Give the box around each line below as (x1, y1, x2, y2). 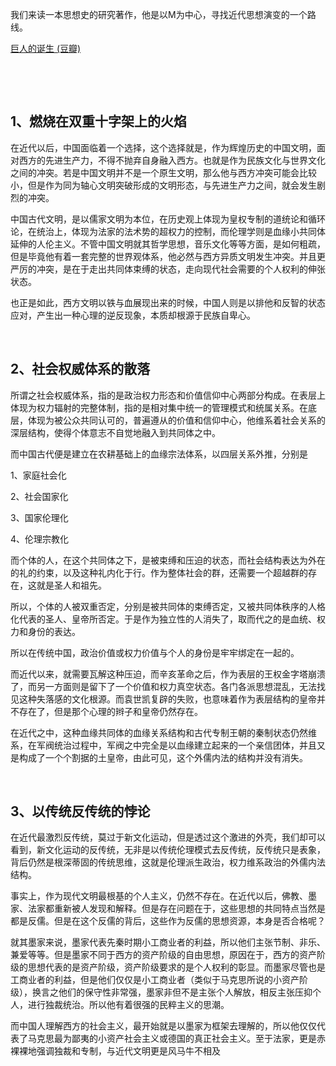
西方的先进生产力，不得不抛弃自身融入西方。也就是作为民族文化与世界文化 (18, 154, 326, 166)
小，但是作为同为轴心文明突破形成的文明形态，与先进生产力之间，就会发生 (10, 179, 317, 191)
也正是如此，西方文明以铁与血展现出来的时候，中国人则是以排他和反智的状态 (10, 296, 326, 308)
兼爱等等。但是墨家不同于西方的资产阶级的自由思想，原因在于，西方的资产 (10, 949, 317, 961)
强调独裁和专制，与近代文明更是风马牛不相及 (36, 1045, 221, 1057)
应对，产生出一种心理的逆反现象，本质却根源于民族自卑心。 (10, 309, 256, 321)
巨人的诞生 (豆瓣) (10, 43, 82, 54)
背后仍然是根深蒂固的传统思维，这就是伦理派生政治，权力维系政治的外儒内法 (10, 856, 326, 868)
